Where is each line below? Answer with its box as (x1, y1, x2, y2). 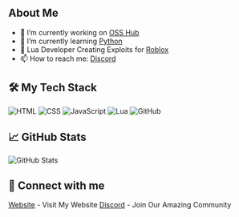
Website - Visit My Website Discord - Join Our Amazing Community (8, 200, 232, 210)
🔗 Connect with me (8, 179, 105, 192)
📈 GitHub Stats (8, 131, 87, 144)
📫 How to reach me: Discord (19, 54, 116, 63)
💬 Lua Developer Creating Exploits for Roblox (19, 44, 169, 54)
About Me (8, 6, 59, 20)
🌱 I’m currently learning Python (19, 36, 123, 46)
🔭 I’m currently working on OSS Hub (19, 27, 140, 37)
